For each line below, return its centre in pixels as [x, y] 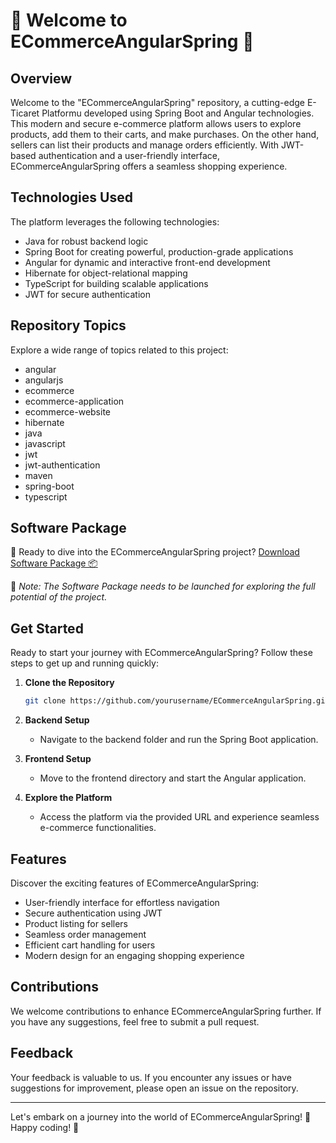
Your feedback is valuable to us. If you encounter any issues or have [151, 1077]
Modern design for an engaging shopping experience [134, 955]
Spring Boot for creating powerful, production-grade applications [159, 251]
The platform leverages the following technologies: [115, 221]
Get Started [47, 628]
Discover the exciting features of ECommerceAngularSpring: [135, 883]
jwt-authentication [62, 465]
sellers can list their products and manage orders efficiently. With [145, 145]
